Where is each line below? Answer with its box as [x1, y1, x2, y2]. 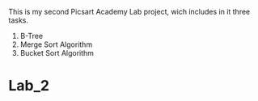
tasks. [8, 15, 29, 25]
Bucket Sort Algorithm [19, 48, 95, 57]
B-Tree [19, 32, 43, 40]
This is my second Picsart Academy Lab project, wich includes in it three [8, 7, 251, 16]
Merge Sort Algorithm [19, 40, 93, 49]
